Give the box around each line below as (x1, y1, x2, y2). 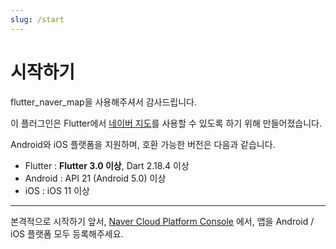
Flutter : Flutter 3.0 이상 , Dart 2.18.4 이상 (24, 159, 190, 171)
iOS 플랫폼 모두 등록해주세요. (10, 227, 124, 240)
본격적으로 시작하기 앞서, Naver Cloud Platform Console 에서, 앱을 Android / (10, 215, 315, 227)
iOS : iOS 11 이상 (24, 184, 90, 196)
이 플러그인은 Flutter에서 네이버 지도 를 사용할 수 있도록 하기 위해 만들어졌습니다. (10, 117, 322, 129)
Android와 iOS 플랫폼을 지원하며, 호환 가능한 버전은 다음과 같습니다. (10, 138, 276, 150)
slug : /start (10, 14, 65, 25)
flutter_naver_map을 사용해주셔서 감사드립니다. (10, 96, 198, 108)
